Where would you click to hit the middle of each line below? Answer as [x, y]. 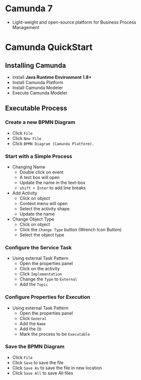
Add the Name [32, 323]
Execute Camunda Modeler [40, 93]
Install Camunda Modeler [38, 88]
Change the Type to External [48, 279]
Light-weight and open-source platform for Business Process [74, 22]
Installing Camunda [36, 65]
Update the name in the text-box [52, 182]
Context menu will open [43, 203]
